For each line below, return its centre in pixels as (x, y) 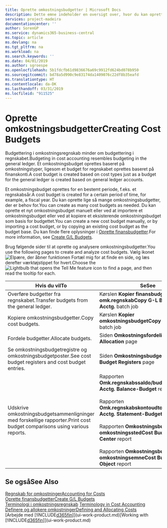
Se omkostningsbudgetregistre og (47, 350)
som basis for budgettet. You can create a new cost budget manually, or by (82, 221)
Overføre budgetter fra (34, 294)
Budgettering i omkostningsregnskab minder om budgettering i (70, 153)
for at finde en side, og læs (122, 257)
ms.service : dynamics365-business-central (50, 33)
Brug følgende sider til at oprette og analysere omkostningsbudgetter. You (80, 247)
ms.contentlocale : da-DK (31, 84)
